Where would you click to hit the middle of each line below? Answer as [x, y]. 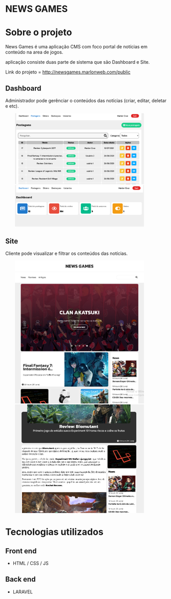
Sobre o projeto [39, 33]
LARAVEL [23, 592]
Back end [20, 579]
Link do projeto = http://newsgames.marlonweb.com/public [68, 72]
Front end [21, 551]
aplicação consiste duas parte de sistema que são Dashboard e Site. [78, 62]
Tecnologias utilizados [55, 532]
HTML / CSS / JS [30, 563]
